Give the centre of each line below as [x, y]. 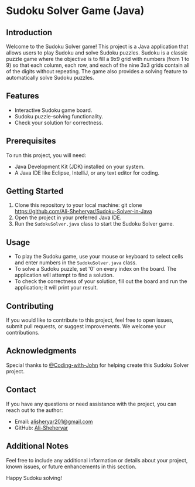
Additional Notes [37, 446]
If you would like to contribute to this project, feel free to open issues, [90, 320]
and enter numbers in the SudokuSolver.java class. [76, 263]
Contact [21, 390]
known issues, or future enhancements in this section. [71, 466]
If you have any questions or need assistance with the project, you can [91, 404]
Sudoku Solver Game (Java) [75, 11]
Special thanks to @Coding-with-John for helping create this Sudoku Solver [97, 365]
